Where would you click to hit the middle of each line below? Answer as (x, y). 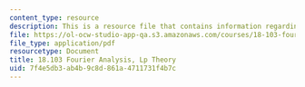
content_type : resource (54, 18)
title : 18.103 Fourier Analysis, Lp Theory (93, 60)
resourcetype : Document (54, 52)
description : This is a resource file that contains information (135, 26)
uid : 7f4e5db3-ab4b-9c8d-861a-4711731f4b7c (93, 69)
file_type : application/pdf (63, 43)
